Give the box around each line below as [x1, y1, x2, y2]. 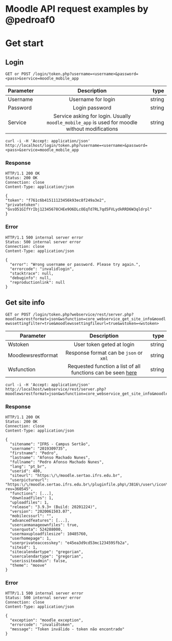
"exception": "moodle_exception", [10, 618, 83, 623]
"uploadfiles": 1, [10, 500, 50, 505]
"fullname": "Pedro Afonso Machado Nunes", [10, 459, 104, 464]
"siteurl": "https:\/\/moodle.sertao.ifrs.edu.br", [10, 473, 123, 478]
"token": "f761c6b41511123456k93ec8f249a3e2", [5, 198, 106, 203]
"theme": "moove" [10, 562, 47, 568]
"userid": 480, [10, 468, 42, 474]
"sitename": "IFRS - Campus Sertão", [10, 441, 91, 446]
